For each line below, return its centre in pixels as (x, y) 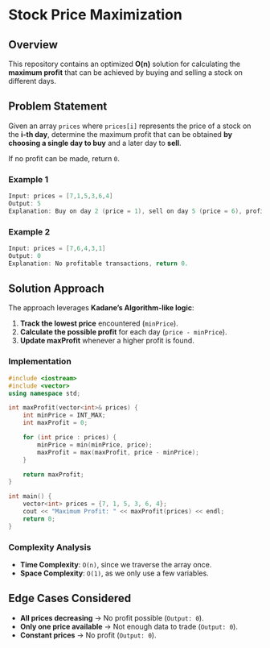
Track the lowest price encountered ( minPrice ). (99, 323)
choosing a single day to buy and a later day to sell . (95, 143)
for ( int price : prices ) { (70, 438)
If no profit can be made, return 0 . (64, 158)
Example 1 (29, 179)
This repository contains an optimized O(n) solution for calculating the (125, 64)
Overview (33, 45)
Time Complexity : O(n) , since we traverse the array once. (116, 564)
